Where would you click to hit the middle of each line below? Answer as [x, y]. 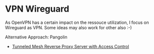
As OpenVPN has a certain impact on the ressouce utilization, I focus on [77, 22]
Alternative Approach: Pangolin [36, 37]
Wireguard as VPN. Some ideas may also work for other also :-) [68, 27]
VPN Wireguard [37, 9]
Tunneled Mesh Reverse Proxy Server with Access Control [71, 46]
